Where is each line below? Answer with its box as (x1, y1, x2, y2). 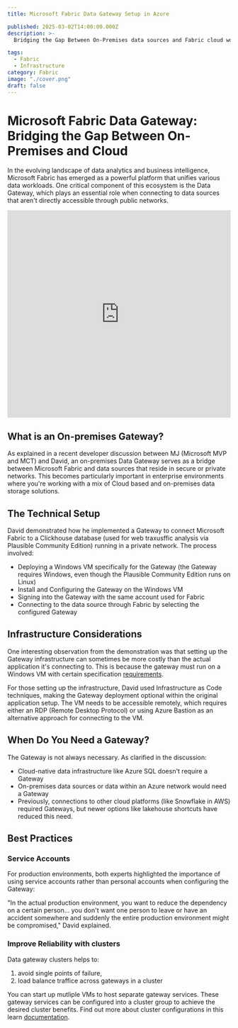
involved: (7, 549, 34, 557)
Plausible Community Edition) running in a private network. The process (7, 542, 217, 550)
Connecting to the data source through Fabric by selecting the (17, 600, 200, 609)
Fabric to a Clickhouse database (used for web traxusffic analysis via (7, 534, 209, 542)
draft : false (7, 82, 46, 89)
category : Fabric (7, 69, 59, 76)
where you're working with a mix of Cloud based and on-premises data (7, 479, 215, 488)
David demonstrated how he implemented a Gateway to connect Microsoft (7, 526, 225, 535)
